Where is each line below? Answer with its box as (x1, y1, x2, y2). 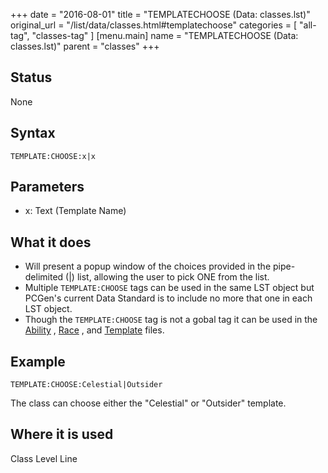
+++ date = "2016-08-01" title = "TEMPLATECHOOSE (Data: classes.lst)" (10, 9, 311, 20)
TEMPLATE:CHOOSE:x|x (10, 151, 97, 161)
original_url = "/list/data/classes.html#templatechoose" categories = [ (10, 19, 298, 31)
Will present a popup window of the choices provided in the (24, 260, 272, 273)
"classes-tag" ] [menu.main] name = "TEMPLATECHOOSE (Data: (31, 30, 299, 41)
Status (10, 69, 53, 86)
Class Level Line (10, 452, 78, 464)
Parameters (10, 179, 85, 196)
